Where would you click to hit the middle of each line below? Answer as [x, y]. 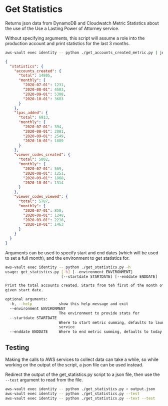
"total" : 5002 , [34, 159]
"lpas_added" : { [31, 113]
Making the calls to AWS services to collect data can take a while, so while [82, 359]
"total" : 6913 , [34, 118]
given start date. [24, 290]
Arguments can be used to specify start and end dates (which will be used [82, 253]
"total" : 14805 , [35, 76]
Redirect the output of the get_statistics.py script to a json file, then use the [82, 374]
